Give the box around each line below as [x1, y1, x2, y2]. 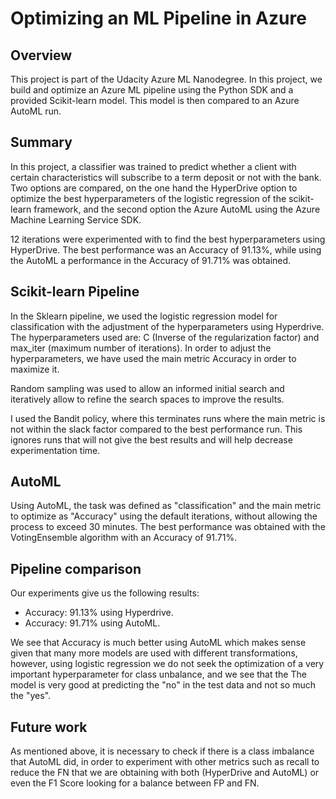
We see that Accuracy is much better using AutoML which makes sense [10, 637, 307, 649]
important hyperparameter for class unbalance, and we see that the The [10, 668, 307, 681]
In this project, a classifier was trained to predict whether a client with [10, 160, 297, 172]
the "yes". [10, 690, 52, 702]
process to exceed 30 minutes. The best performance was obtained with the [10, 521, 326, 533]
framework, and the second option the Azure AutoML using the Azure [33, 203, 321, 215]
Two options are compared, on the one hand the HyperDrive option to [10, 182, 298, 194]
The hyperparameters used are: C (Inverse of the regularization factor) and [10, 331, 320, 343]
